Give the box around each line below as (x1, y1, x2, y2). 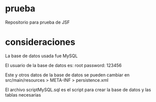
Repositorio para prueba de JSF (5, 19, 70, 25)
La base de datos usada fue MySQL (5, 53, 78, 59)
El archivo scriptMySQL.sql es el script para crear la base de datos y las (5, 87, 152, 93)
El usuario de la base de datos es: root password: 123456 (5, 62, 122, 68)
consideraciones (5, 36, 76, 48)
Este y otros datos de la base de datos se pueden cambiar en (5, 72, 130, 78)
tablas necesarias (5, 92, 41, 98)
